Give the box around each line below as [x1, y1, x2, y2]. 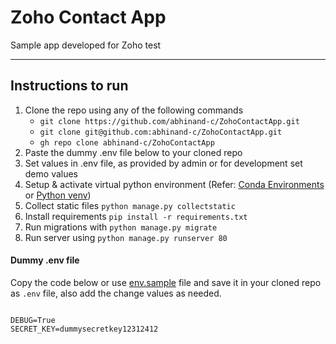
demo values [24, 167, 79, 180]
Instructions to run [10, 77, 129, 95]
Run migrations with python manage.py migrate [24, 221, 218, 233]
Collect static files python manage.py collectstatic [24, 199, 236, 211]
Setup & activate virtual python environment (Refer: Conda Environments [24, 178, 325, 190]
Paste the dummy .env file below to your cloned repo [24, 146, 243, 158]
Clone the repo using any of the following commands [24, 104, 244, 116]
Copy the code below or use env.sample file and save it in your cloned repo [10, 276, 322, 288]
